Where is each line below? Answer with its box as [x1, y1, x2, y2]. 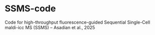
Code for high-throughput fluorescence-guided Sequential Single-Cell [5, 19, 150, 25]
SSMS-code [5, 3, 56, 14]
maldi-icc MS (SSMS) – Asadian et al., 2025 [5, 24, 95, 30]
